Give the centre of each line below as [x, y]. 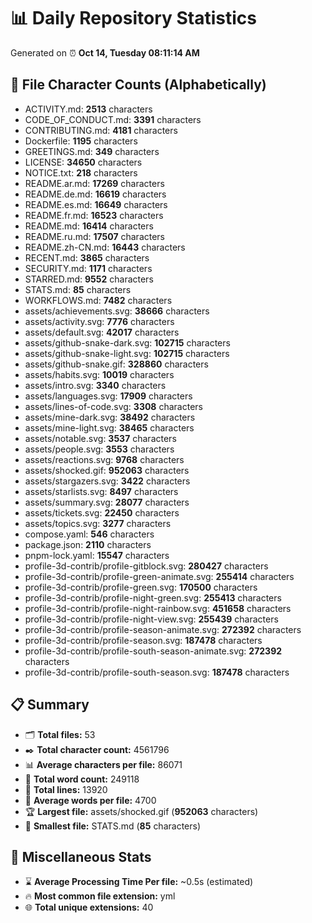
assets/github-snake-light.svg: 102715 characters [127, 353]
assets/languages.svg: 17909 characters [108, 396]
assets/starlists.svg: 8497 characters [101, 491]
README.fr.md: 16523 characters [94, 215]
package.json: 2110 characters [88, 544]
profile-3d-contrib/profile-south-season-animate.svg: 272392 [153, 651]
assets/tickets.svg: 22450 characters [102, 512]
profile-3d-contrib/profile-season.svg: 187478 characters [143, 640]
